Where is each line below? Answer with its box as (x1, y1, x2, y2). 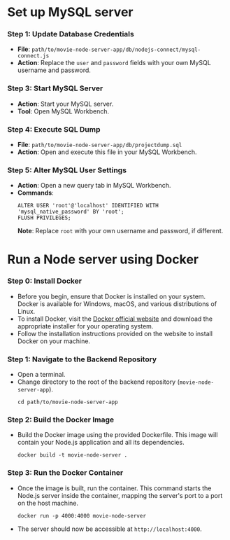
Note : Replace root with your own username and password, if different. (17, 227, 224, 235)
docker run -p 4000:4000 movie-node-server (17, 512, 147, 519)
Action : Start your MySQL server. (17, 99, 114, 108)
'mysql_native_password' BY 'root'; (17, 208, 124, 216)
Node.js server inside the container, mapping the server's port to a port (17, 491, 223, 499)
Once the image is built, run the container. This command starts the (17, 484, 212, 492)
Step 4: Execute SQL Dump (7, 124, 101, 134)
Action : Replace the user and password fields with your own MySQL (17, 59, 211, 67)
